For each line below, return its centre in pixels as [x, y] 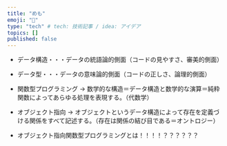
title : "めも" [27, 13]
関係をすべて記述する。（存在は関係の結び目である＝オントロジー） [124, 121]
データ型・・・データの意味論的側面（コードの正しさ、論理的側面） [114, 74]
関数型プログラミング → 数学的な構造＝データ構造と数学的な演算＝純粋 [119, 89]
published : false [32, 39]
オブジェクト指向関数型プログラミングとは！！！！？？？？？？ [108, 136]
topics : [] [23, 33]
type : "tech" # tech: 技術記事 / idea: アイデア [74, 26]
